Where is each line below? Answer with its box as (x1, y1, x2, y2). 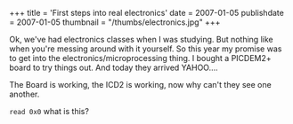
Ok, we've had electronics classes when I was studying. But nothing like (9, 35, 273, 44)
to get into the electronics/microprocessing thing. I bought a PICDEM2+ (9, 53, 272, 63)
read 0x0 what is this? (9, 106, 89, 116)
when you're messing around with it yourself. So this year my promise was (9, 43, 282, 54)
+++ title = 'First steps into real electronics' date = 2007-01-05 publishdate (9, 8, 285, 18)
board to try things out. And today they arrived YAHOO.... (9, 62, 218, 73)
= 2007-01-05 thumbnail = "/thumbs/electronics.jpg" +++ (9, 17, 221, 27)
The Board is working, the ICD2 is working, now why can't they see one (9, 80, 272, 89)
